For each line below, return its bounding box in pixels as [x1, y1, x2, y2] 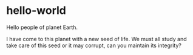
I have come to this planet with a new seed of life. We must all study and [6, 35, 187, 42]
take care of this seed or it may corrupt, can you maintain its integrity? [6, 42, 182, 49]
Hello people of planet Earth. [6, 24, 78, 31]
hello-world [6, 4, 67, 18]
